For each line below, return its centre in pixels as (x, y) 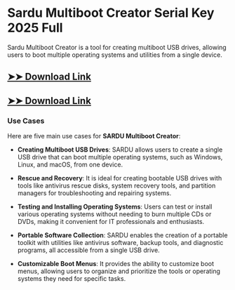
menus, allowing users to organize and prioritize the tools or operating (119, 271)
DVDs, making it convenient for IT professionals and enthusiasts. (111, 222)
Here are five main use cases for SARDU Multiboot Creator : (94, 136)
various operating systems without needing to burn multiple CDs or (114, 214)
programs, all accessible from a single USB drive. (88, 250)
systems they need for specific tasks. (72, 279)
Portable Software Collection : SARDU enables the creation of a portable (122, 235)
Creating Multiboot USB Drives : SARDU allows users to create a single (120, 150)
